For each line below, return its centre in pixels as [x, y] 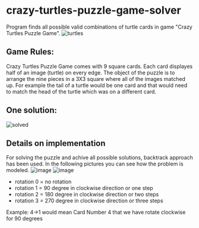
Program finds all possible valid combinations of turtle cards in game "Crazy [99, 27]
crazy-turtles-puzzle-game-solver [94, 10]
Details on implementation [56, 143]
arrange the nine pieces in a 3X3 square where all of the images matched [96, 79]
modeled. [18, 170]
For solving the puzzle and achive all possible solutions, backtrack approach [99, 158]
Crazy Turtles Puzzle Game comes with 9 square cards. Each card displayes [99, 66]
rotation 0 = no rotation [43, 182]
